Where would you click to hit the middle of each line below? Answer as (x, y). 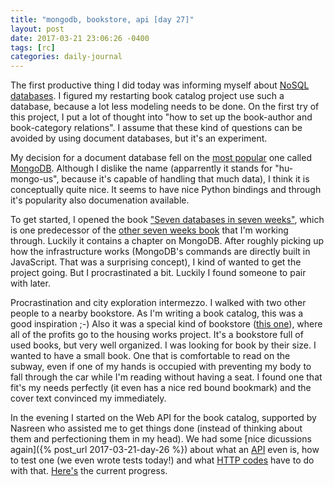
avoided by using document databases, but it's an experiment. (139, 138)
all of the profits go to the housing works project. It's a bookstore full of (157, 335)
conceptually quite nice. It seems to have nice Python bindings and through (166, 190)
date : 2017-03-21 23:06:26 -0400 (80, 38)
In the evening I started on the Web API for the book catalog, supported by (163, 418)
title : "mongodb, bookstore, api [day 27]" (102, 19)
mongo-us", (35, 179)
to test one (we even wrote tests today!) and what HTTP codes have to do (162, 460)
